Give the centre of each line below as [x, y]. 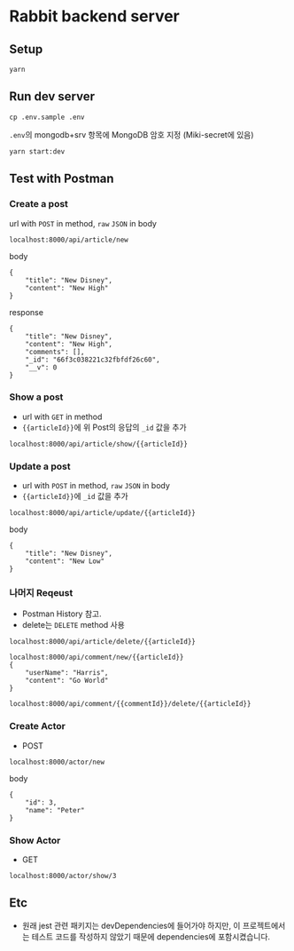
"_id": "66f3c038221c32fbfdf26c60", [93, 360]
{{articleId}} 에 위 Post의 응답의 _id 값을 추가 [104, 427]
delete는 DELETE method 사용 [73, 625]
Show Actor [35, 840]
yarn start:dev [37, 151]
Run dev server [52, 96]
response [27, 312]
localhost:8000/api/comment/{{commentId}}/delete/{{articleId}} [130, 704]
